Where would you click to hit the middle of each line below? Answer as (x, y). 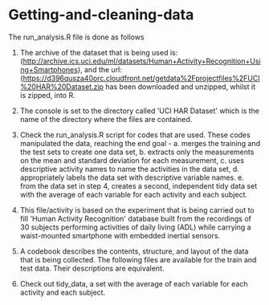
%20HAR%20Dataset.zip (62, 87)
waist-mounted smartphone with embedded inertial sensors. (120, 235)
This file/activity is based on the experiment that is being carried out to (137, 209)
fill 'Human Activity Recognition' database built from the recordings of (135, 218)
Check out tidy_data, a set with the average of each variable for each (134, 283)
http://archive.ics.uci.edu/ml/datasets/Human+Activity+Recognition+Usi (142, 61)
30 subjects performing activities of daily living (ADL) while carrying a (135, 227)
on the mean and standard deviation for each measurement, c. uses (132, 160)
